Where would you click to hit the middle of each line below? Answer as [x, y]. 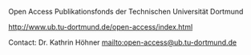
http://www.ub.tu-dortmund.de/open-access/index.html [101, 27]
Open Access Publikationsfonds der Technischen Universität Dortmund [126, 12]
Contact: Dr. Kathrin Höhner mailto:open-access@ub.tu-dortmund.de [123, 42]
